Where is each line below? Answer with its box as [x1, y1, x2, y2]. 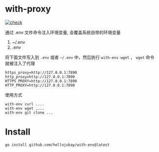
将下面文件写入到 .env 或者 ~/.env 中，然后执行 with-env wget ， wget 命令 [5, 54, 155, 60]
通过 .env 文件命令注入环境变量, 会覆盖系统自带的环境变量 [5, 29, 121, 35]
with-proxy [5, 3, 51, 15]
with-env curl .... [5, 101, 45, 106]
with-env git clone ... [5, 110, 53, 115]
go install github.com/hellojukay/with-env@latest [5, 142, 110, 147]
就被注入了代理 [5, 60, 35, 66]
